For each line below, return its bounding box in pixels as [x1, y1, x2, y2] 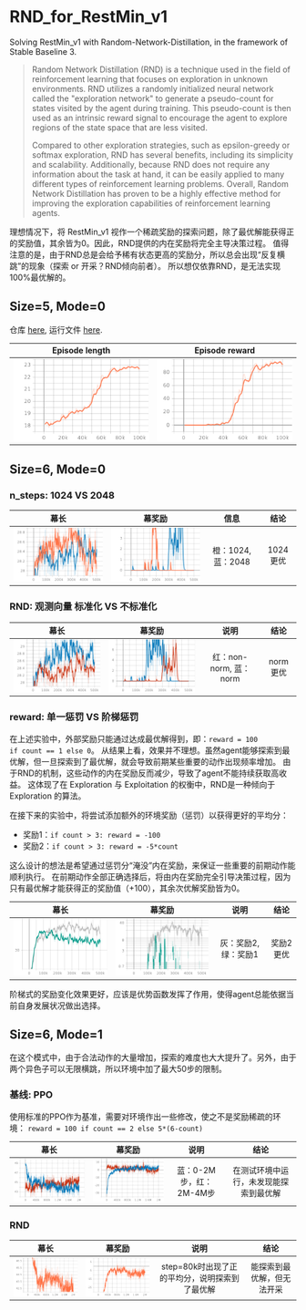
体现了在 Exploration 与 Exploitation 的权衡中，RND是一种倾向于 [35, 779, 276, 789]
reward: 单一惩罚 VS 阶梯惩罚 [9, 711, 139, 724]
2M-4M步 [177, 1187, 216, 1198]
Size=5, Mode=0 [9, 299, 107, 315]
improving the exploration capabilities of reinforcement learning [31, 198, 271, 209]
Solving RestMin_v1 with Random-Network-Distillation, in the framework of [9, 36, 289, 47]
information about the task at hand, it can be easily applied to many [31, 169, 285, 180]
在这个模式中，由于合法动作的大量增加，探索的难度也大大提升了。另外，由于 [9, 1052, 297, 1063]
